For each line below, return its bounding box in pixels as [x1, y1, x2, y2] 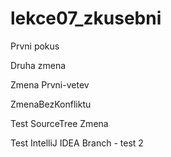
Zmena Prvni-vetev [10, 78, 90, 91]
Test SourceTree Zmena [10, 117, 109, 129]
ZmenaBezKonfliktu [10, 98, 92, 110]
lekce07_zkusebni [10, 7, 162, 30]
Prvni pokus [10, 40, 60, 52]
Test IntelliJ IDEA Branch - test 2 [10, 137, 144, 149]
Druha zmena [10, 59, 67, 71]
